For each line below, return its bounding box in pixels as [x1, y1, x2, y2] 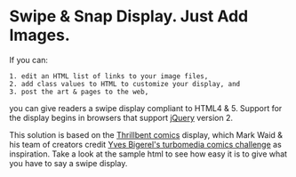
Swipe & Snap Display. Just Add [9, 6, 249, 27]
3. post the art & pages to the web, [9, 87, 149, 96]
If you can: [9, 54, 49, 65]
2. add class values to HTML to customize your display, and [9, 79, 241, 88]
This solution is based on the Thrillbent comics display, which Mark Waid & [9, 129, 283, 140]
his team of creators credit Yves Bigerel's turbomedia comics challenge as [9, 139, 282, 149]
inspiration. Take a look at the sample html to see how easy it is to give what [9, 149, 287, 159]
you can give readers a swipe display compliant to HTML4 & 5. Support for [9, 102, 283, 113]
